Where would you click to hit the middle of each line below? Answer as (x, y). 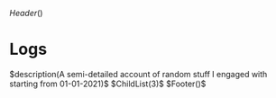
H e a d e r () (26, 13)
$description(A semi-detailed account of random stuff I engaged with (138, 74)
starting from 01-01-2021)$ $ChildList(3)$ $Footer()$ (108, 84)
